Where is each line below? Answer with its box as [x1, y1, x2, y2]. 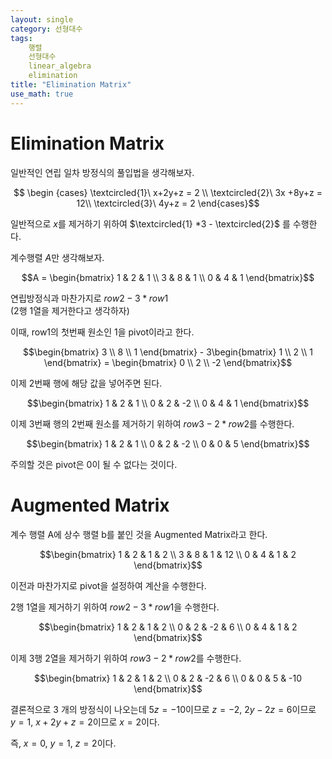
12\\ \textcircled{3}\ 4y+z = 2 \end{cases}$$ [76, 197, 260, 209]
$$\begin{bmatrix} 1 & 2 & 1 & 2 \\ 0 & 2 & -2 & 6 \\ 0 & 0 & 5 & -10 [33, 672, 303, 684]
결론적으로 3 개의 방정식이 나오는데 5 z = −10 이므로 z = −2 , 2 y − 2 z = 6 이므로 [10, 703, 317, 715]
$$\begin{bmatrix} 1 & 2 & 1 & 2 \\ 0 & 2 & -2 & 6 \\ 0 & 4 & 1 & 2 [38, 621, 298, 633]
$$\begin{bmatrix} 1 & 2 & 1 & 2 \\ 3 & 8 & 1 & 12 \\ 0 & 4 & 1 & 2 [39, 548, 297, 560]
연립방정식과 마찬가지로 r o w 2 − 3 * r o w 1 [10, 292, 169, 304]
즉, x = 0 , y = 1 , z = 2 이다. [10, 737, 117, 749]
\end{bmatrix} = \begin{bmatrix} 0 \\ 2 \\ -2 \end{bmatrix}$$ [43, 356, 293, 368]
